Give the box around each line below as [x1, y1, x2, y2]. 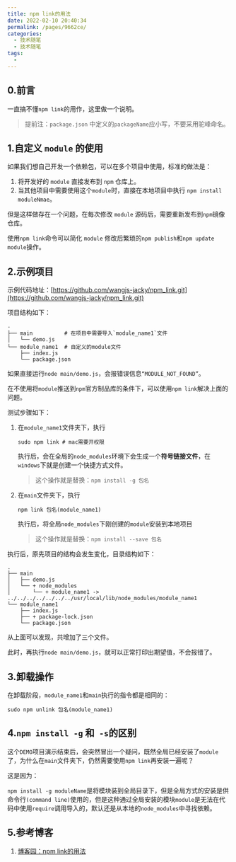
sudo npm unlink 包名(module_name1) [7, 706, 113, 713]
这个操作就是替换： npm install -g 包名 [35, 476, 150, 485]
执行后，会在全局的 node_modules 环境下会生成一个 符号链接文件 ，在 [17, 452, 211, 461]
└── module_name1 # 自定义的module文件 [7, 344, 122, 351]
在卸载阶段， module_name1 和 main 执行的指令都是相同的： [7, 691, 170, 699]
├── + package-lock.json [20, 614, 93, 621]
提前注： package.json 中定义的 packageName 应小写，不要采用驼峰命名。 [24, 120, 230, 128]
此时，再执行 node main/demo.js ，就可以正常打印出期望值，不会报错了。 [7, 648, 216, 657]
